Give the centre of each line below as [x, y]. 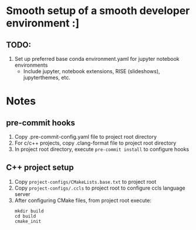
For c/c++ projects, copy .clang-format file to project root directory [95, 143]
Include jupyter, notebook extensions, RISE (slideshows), [92, 71]
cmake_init [28, 221]
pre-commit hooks [41, 123]
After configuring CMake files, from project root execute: [83, 200]
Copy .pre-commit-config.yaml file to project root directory [85, 137]
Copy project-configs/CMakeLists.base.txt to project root [85, 181]
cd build [25, 216]
